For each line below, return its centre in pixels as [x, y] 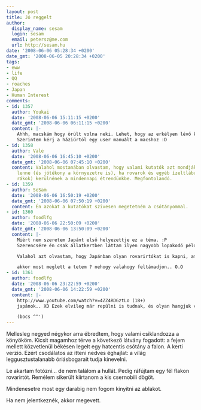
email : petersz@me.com [40, 40]
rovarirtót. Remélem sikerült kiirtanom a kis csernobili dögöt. [80, 377]
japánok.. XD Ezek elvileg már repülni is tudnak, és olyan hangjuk [104, 306]
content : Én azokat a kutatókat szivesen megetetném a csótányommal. [100, 206]
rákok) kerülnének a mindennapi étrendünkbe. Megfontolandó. [95, 179]
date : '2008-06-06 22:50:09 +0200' [56, 223]
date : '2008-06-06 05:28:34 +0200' [51, 51]
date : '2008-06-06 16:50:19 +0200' [56, 195]
